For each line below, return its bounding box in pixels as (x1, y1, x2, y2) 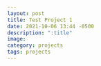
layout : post (7, 10, 45, 17)
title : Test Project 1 (7, 16, 73, 23)
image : (7, 36, 26, 43)
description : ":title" (7, 29, 73, 36)
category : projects (7, 42, 64, 49)
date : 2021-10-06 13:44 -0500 (7, 23, 95, 30)
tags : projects (7, 49, 51, 56)
